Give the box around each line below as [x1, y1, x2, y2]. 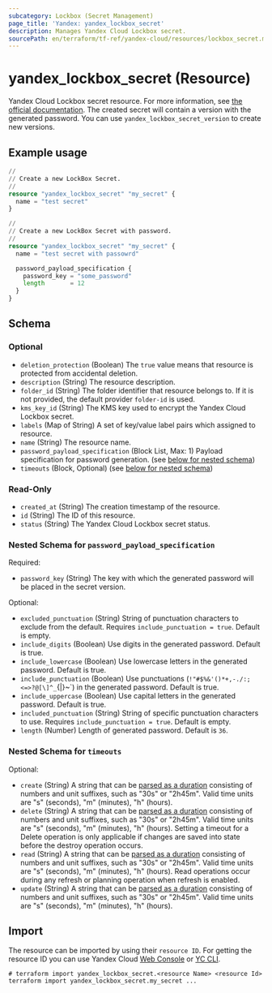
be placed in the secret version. [19, 582, 126, 592]
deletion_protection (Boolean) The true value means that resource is [19, 359, 253, 369]
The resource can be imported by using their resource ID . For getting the [8, 946, 253, 956]
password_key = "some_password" [23, 272, 132, 280]
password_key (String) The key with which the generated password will [19, 574, 254, 583]
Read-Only [8, 484, 53, 495]
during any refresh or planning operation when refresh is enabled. [19, 875, 240, 884]
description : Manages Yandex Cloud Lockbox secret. [8, 27, 186, 35]
